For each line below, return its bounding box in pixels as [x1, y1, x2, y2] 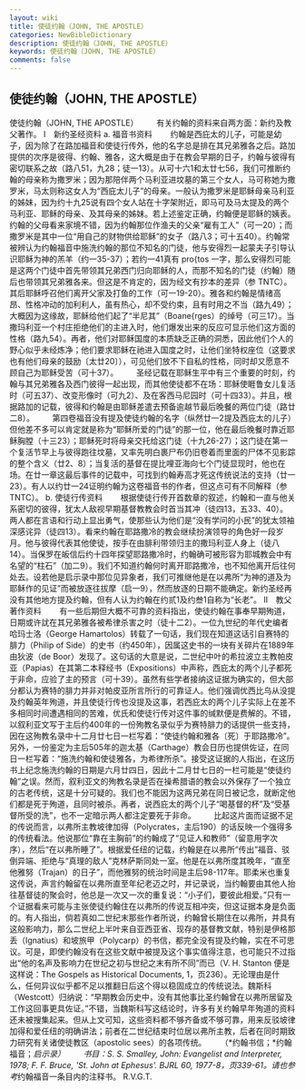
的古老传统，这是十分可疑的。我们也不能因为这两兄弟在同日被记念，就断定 [9, 787, 288, 798]
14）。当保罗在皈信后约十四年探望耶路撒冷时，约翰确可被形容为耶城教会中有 [9, 549, 292, 560]
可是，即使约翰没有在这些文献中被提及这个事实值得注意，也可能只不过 [25, 946, 288, 956]
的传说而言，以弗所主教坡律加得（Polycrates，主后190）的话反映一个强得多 [9, 821, 293, 832]
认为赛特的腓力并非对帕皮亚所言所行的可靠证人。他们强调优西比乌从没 [25, 685, 288, 696]
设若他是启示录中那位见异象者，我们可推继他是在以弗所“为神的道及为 [33, 571, 292, 582]
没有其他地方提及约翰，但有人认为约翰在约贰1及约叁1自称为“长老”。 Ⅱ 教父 [9, 594, 292, 605]
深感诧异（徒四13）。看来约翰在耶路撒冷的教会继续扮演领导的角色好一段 [9, 526, 277, 537]
